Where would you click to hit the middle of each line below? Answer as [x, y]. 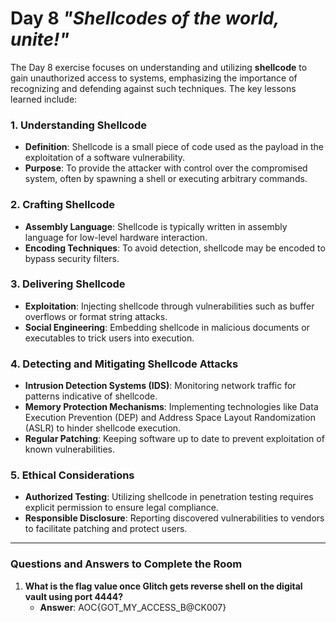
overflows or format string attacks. [96, 316]
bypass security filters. [72, 258]
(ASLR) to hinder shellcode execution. [103, 428]
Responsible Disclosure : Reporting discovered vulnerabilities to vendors [174, 518]
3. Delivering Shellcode [68, 284]
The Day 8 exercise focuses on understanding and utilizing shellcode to [159, 67]
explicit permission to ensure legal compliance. [121, 508]
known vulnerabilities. [69, 449]
